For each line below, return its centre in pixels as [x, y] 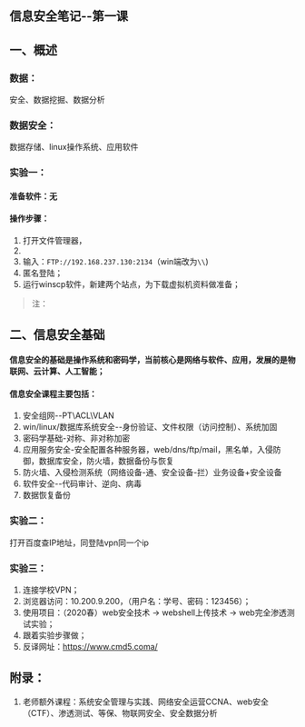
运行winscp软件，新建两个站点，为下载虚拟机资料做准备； [131, 284]
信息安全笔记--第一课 [69, 16]
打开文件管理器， [54, 241]
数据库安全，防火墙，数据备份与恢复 [106, 461]
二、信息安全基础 [57, 335]
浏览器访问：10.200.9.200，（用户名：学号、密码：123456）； [137, 601]
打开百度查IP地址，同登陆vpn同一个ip [79, 543]
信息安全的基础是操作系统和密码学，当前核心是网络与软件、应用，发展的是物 [152, 360]
